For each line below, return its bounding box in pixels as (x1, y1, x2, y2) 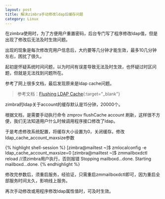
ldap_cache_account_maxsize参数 (5, 135, 75, 141)
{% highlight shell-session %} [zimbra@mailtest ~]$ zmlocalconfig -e (5, 145, 147, 151)
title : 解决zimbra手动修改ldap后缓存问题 (5, 12, 83, 17)
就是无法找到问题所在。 (18, 70, 66, 76)
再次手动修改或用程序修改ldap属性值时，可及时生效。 (5, 188, 114, 194)
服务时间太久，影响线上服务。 (9, 178, 70, 184)
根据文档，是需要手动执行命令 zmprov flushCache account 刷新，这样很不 (5, 112, 156, 118)
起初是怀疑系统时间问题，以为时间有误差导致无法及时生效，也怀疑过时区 (5, 64, 152, 70)
